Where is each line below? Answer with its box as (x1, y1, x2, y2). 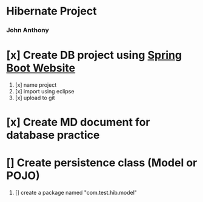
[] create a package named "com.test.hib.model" (15, 189, 138, 197)
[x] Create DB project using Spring (6, 49, 182, 62)
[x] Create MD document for (6, 115, 150, 129)
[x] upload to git (15, 94, 56, 101)
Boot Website (6, 61, 76, 75)
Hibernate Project (6, 4, 97, 18)
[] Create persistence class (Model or (6, 156, 198, 170)
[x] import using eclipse (15, 88, 75, 95)
